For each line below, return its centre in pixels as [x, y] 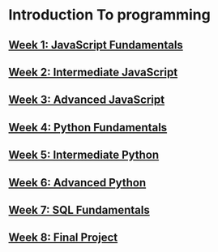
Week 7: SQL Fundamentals [79, 209]
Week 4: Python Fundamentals [88, 127]
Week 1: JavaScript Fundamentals [96, 45]
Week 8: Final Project [63, 238]
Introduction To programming [109, 15]
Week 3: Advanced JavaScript [86, 100]
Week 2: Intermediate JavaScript [93, 72]
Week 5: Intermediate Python [84, 155]
